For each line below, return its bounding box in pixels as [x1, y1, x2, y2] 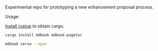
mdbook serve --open [5, 41, 48, 46]
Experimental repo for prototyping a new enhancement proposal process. [5, 4, 154, 10]
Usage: [5, 14, 20, 19]
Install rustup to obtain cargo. [5, 23, 65, 29]
